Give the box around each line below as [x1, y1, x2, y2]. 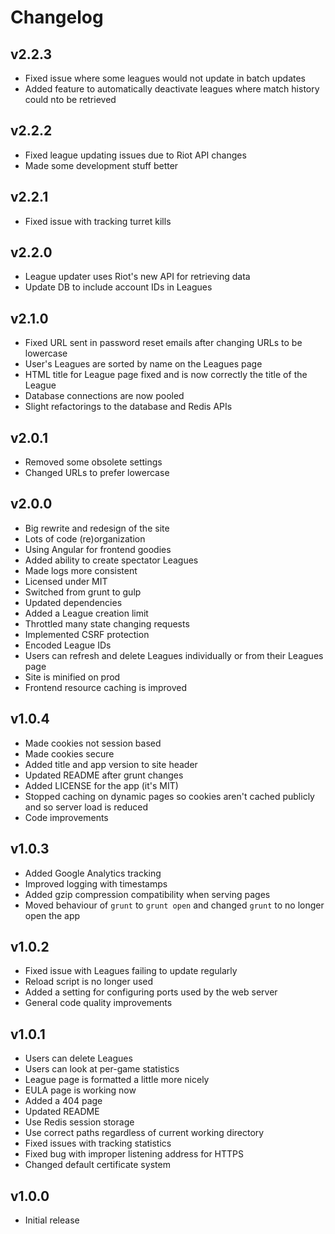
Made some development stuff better [24, 159, 179, 171]
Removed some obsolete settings [24, 456, 163, 468]
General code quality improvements [24, 997, 173, 1009]
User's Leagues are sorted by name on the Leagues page [24, 358, 263, 370]
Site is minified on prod [24, 671, 121, 683]
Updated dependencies [24, 596, 123, 608]
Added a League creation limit [24, 607, 149, 619]
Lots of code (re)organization [24, 532, 146, 545]
